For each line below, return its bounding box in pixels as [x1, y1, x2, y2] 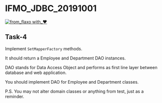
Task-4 [5, 33, 27, 41]
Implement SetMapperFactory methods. [5, 45, 83, 51]
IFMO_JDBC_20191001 [5, 3, 97, 14]
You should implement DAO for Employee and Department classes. [5, 79, 139, 85]
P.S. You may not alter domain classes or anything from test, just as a [5, 88, 144, 94]
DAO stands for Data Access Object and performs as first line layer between [5, 64, 158, 70]
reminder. [5, 93, 24, 99]
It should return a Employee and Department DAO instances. [5, 55, 126, 61]
